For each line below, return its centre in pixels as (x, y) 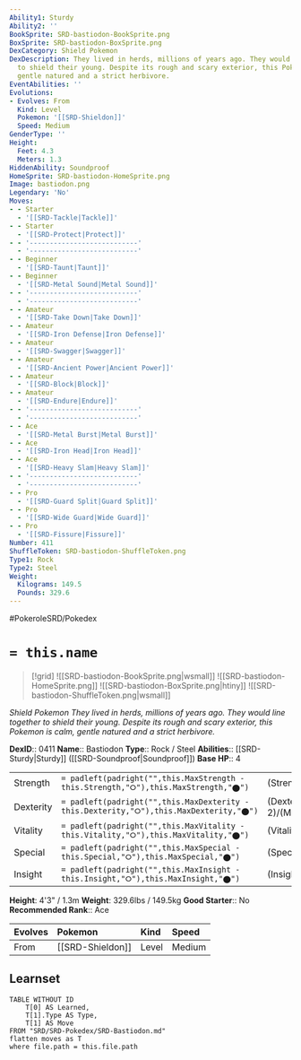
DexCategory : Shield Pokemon (64, 51)
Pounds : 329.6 (43, 593)
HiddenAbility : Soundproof (60, 168)
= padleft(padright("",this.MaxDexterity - (155, 802)
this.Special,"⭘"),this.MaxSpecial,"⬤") (150, 856)
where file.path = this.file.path (74, 1047)
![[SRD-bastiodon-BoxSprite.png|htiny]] (173, 685)
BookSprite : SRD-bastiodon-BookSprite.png (90, 34)
